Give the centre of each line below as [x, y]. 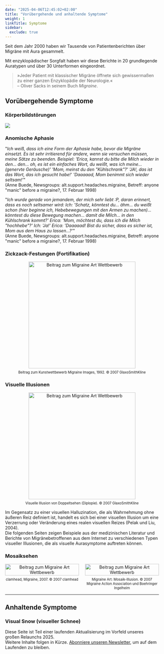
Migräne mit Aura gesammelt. [35, 51]
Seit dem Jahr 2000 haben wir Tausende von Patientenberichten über [75, 46]
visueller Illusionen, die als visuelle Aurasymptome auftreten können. [74, 543]
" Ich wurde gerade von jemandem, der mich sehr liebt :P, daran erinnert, [78, 199]
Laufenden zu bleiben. [28, 648]
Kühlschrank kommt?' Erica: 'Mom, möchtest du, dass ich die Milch [73, 220]
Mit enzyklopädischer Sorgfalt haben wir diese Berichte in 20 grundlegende [81, 61]
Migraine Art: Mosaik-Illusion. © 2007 [122, 579]
